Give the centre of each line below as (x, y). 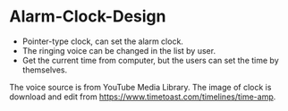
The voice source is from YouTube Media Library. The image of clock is (140, 87)
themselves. (45, 70)
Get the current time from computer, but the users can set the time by (150, 60)
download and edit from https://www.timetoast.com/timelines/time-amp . (143, 97)
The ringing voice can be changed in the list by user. (119, 50)
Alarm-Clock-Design (88, 17)
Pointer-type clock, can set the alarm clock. (102, 41)
